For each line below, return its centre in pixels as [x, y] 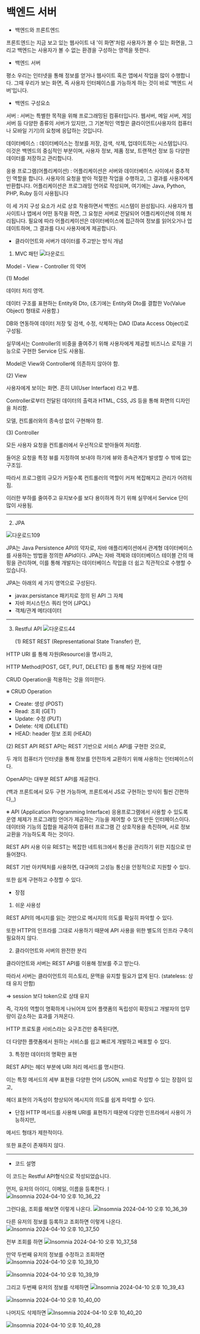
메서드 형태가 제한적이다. [35, 1132]
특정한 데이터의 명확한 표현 [46, 1054]
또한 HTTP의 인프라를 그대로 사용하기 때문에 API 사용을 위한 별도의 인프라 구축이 [100, 930]
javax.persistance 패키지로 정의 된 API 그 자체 [69, 595]
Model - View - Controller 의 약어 [46, 266]
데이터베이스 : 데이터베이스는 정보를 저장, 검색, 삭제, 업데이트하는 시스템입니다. [97, 143]
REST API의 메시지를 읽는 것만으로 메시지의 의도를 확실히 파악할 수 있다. [90, 918]
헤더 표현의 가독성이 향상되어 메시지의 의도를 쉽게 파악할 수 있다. [81, 1100]
